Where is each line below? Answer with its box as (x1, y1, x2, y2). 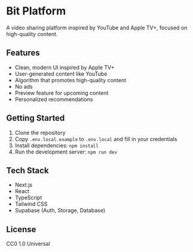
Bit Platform (6, 4, 66, 18)
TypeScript (14, 194, 42, 202)
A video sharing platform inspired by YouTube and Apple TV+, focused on (6, 24, 188, 31)
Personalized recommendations (14, 95, 94, 103)
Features (6, 48, 40, 58)
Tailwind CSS (14, 200, 48, 208)
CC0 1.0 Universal (6, 240, 51, 247)
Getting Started (6, 113, 65, 124)
